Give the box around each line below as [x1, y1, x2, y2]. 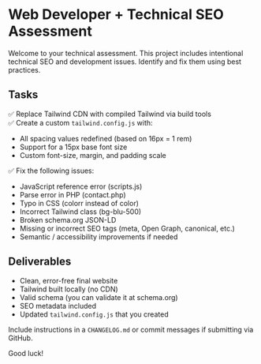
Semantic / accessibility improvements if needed [19, 231, 178, 242]
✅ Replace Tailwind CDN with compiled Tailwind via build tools [8, 109, 211, 118]
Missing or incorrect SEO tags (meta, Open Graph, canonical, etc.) [19, 223, 235, 233]
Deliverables [8, 255, 72, 268]
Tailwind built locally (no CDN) [19, 284, 118, 294]
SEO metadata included [19, 301, 97, 310]
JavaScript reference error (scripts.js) [19, 182, 143, 191]
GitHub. [8, 333, 33, 343]
